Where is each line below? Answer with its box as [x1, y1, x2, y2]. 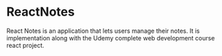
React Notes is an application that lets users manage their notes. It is [6, 27, 200, 35]
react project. [6, 41, 45, 49]
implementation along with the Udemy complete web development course [6, 33, 215, 42]
